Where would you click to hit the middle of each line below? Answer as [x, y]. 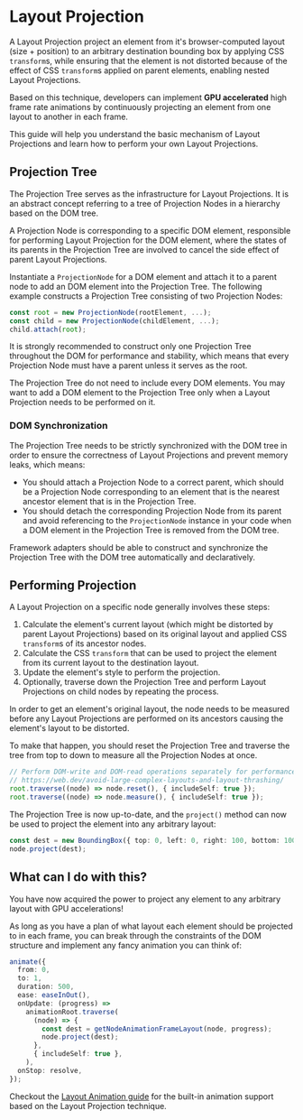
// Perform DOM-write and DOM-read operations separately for [129, 772]
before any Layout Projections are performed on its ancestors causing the [147, 718]
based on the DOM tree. [54, 213]
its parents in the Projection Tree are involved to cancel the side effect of [144, 249]
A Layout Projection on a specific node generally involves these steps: [140, 607]
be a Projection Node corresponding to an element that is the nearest [151, 491]
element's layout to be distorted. [69, 728]
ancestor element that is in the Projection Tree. [109, 501]
